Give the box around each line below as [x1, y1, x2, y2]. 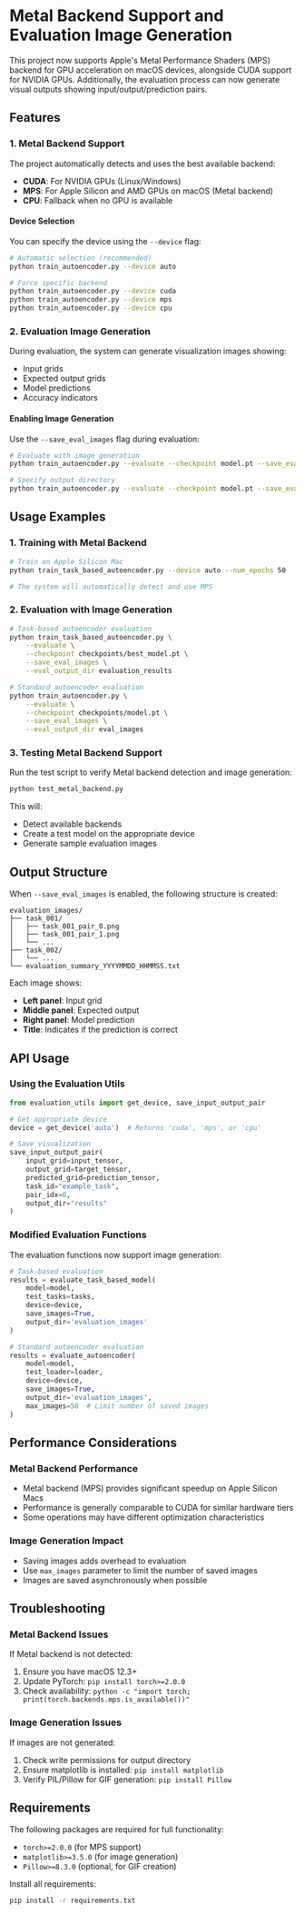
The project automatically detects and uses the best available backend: [9, 158, 276, 169]
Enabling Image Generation [9, 412, 114, 423]
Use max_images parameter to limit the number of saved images [22, 1564, 259, 1576]
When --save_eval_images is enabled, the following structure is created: [9, 888, 279, 899]
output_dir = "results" [25, 1198, 107, 1208]
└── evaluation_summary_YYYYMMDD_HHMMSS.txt [9, 962, 181, 971]
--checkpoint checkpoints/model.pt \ [25, 708, 169, 718]
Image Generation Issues [9, 1716, 123, 1729]
